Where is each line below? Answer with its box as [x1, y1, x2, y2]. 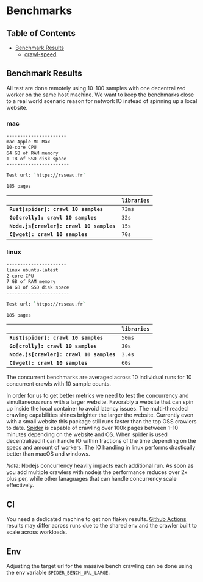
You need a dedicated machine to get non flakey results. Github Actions [6, 516, 187, 523]
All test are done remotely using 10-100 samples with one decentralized [6, 84, 186, 92]
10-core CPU [6, 144, 37, 150]
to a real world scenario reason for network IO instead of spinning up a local [6, 97, 198, 104]
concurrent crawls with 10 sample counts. [6, 380, 112, 387]
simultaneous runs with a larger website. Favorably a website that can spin [6, 398, 194, 406]
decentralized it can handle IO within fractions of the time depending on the [6, 437, 196, 445]
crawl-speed [24, 51, 57, 58]
